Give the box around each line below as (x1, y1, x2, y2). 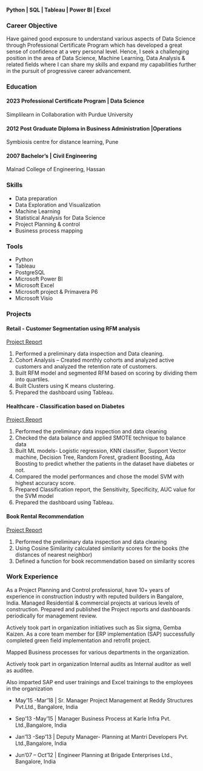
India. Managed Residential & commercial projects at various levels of (6, 599, 180, 606)
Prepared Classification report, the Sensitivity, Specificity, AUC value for (15, 486, 196, 493)
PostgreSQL (15, 269, 45, 276)
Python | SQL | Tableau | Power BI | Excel (6, 6, 111, 13)
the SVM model (15, 492, 54, 500)
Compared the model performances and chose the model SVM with (15, 473, 184, 480)
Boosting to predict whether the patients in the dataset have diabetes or (15, 460, 195, 467)
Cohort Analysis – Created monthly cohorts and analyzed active (15, 356, 175, 364)
